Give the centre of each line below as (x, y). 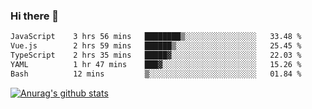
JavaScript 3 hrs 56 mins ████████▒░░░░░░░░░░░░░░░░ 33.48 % (156, 37)
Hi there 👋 (35, 16)
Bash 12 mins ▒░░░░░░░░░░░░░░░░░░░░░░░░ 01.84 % (156, 74)
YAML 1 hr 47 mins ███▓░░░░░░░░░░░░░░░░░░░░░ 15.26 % (156, 64)
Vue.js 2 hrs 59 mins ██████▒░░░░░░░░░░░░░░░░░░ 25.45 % (156, 46)
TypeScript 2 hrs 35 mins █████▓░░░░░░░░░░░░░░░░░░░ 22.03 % (156, 55)
